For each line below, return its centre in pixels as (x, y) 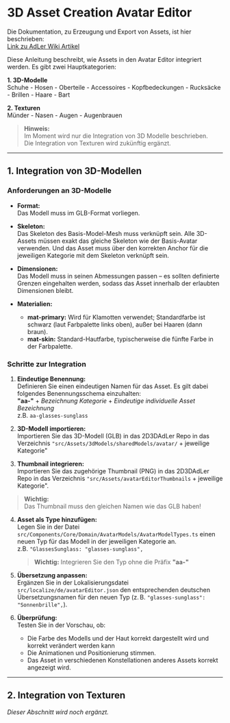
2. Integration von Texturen (66, 695)
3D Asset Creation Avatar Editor (100, 13)
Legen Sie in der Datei (48, 527)
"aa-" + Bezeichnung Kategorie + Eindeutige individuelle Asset (106, 401)
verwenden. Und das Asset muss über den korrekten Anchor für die (113, 248)
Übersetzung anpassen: (52, 575)
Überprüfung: (37, 617)
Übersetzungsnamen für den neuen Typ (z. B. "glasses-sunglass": (111, 597)
